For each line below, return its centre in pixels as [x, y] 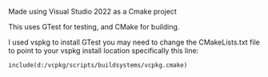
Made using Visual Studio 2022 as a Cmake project [93, 12]
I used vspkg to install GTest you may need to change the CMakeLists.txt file [134, 42]
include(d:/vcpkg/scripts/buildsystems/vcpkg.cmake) [98, 65]
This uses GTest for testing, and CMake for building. [94, 27]
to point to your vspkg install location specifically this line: [104, 50]
